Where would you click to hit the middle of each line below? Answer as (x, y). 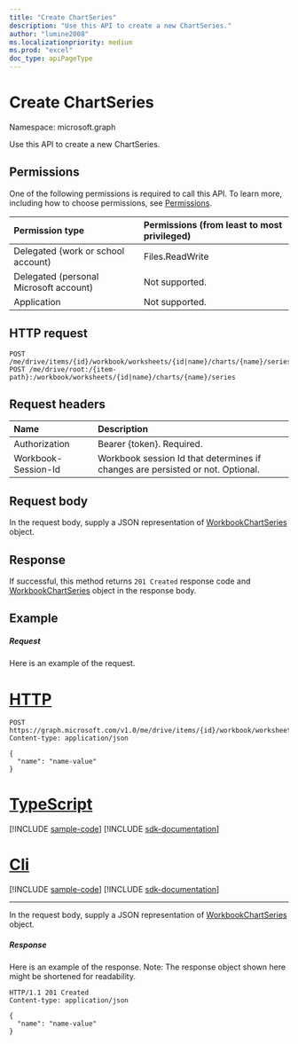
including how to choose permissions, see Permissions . (111, 203)
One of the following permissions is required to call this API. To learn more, (146, 193)
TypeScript (51, 805)
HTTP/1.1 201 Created (49, 993)
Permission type (49, 230)
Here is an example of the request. (72, 663)
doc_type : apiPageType (51, 59)
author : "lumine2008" (49, 34)
